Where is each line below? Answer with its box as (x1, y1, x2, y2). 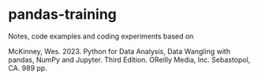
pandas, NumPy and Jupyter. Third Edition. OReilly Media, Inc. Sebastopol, (8, 55, 251, 64)
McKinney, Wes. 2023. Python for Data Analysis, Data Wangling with (8, 46, 231, 56)
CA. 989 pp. (8, 63, 47, 72)
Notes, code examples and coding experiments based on (8, 31, 194, 41)
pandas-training (8, 5, 117, 24)
